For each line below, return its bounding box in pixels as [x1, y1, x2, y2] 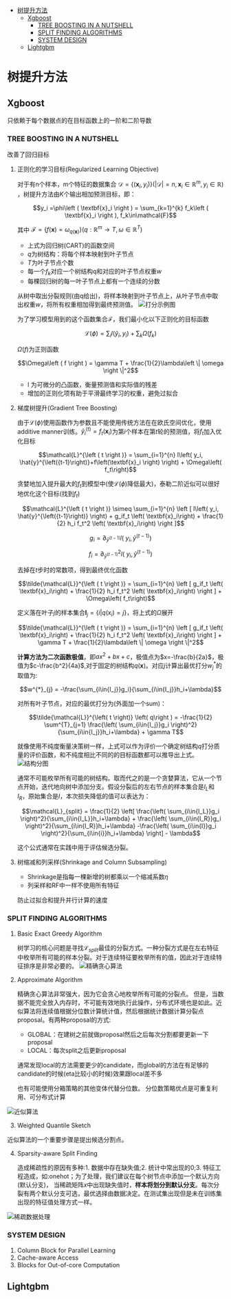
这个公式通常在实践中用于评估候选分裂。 [16, 843, 132, 852]
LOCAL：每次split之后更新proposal [27, 1047, 126, 1055]
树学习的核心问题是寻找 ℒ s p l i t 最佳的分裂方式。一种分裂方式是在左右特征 [16, 943, 219, 954]
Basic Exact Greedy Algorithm [16, 929, 102, 938]
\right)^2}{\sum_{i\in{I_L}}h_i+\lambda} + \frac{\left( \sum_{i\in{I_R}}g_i [20, 814, 221, 823]
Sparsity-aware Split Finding [16, 1149, 98, 1158]
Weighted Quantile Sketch [16, 1121, 91, 1129]
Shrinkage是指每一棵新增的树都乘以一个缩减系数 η [27, 873, 168, 881]
